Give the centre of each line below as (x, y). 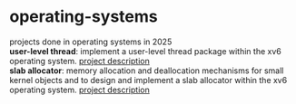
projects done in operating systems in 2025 (91, 42)
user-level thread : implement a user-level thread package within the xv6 (145, 51)
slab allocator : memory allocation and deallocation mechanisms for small (147, 71)
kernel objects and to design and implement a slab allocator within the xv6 (148, 80)
